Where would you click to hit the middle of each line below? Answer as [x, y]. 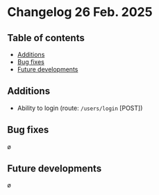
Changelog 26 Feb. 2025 [80, 12]
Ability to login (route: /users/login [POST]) [80, 108]
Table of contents [46, 38]
